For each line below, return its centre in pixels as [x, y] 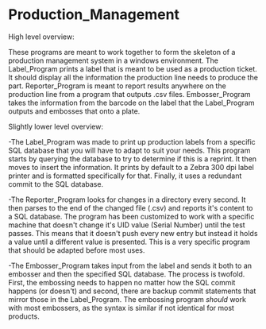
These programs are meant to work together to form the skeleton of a [122, 52]
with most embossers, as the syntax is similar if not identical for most [121, 308]
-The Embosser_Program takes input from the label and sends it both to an [130, 265]
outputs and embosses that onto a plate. [74, 111]
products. [24, 316]
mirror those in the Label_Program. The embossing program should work [127, 299]
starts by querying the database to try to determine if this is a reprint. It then [132, 159]
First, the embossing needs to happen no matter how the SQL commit [122, 282]
